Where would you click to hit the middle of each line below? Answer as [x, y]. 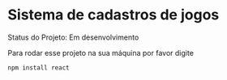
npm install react [39, 67]
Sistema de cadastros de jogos [113, 15]
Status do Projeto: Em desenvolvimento [73, 37]
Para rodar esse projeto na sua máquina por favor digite [101, 53]
